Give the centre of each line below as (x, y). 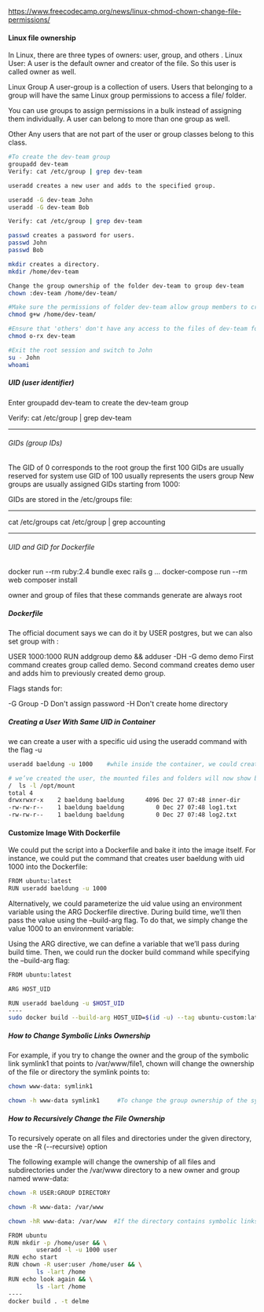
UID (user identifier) (41, 383)
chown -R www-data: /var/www (56, 1207)
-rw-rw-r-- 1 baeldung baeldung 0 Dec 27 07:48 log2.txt (123, 815)
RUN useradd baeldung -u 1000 (58, 889)
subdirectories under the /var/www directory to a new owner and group (124, 1171)
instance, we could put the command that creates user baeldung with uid (126, 859)
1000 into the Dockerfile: (48, 867)
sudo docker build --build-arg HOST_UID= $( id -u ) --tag (101, 1018)
